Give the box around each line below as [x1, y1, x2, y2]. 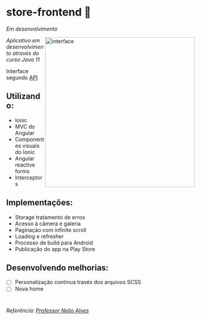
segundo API [6, 74, 38, 81]
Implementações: [6, 198, 73, 208]
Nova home [14, 285, 44, 292]
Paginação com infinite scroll [14, 226, 87, 233]
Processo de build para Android [14, 239, 93, 246]
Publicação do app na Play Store [14, 245, 96, 252]
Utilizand [6, 91, 41, 101]
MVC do [14, 123, 35, 130]
